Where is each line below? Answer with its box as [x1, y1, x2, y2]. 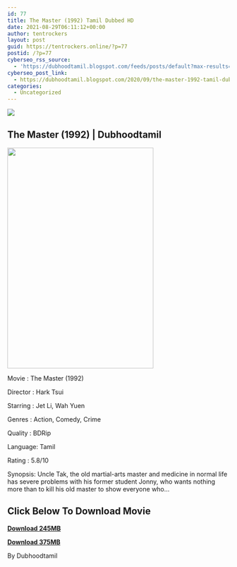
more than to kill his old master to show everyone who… [7, 484, 170, 493]
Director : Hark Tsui [7, 388, 64, 396]
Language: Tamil [7, 442, 56, 450]
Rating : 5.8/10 [7, 456, 49, 465]
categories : [7, 83, 42, 90]
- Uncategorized [13, 89, 61, 96]
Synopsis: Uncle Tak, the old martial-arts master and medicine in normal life [7, 470, 228, 478]
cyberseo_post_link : [7, 69, 68, 76]
